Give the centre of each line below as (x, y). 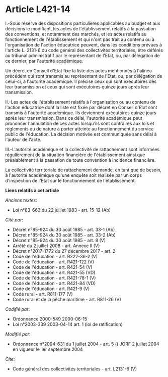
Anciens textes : (21, 200)
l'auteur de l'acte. (23, 139)
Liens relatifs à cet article (32, 190)
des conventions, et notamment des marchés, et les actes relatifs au (76, 34)
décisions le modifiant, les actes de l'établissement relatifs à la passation (80, 28)
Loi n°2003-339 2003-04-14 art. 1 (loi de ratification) (68, 324)
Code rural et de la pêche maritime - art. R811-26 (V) (67, 299)
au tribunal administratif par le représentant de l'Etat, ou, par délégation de (82, 55)
